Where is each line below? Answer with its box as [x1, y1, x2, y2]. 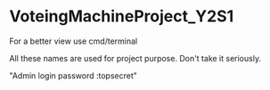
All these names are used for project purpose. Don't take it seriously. [9, 53, 261, 63]
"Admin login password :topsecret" [9, 70, 138, 81]
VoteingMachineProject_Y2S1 [9, 6, 234, 27]
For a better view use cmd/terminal [9, 36, 138, 46]
